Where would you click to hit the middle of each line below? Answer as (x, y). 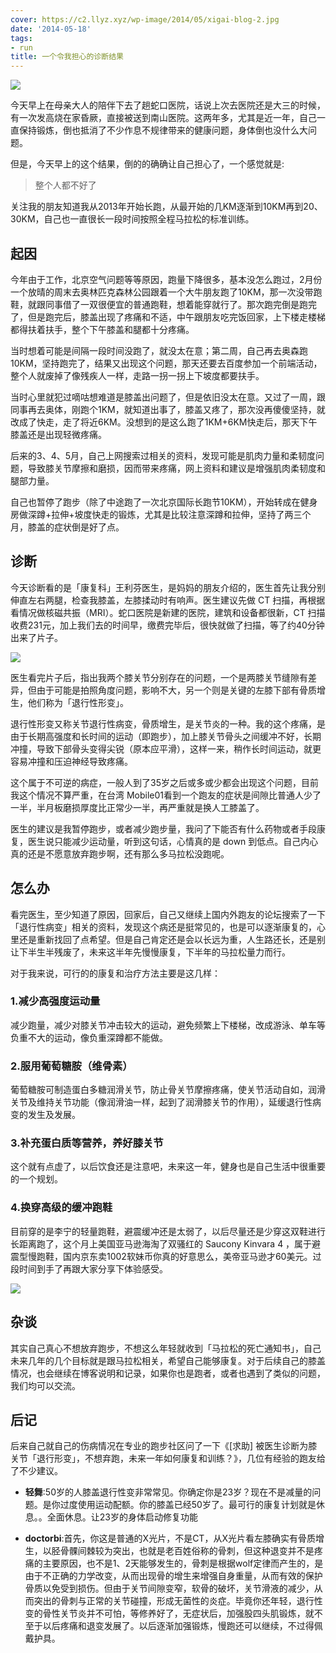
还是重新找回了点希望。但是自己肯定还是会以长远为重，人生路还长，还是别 (172, 939)
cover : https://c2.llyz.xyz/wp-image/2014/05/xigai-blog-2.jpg (145, 19)
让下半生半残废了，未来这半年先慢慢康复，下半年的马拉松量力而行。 (150, 952)
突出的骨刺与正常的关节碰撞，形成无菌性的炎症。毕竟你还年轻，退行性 (178, 1601)
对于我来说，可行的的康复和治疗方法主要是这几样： (115, 973)
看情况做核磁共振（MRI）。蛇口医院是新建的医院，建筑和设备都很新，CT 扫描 (168, 612)
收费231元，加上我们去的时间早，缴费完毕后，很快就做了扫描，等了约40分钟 (167, 625)
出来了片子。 (36, 637)
